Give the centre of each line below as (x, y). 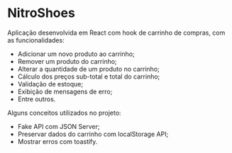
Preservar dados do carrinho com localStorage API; (93, 134)
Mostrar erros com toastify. (57, 141)
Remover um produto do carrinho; (67, 61)
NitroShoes (42, 13)
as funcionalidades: (36, 40)
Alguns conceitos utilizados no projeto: (64, 113)
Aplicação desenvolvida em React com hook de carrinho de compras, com (116, 33)
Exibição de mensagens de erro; (65, 91)
